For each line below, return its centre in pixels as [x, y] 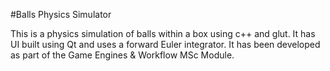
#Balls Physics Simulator [61, 14]
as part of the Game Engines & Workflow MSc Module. [122, 55]
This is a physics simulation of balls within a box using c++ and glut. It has [163, 33]
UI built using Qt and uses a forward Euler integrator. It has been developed [165, 44]
